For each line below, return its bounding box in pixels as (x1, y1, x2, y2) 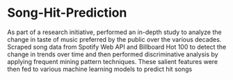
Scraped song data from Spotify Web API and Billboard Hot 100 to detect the (7, 42, 227, 51)
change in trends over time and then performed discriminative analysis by (7, 50, 218, 58)
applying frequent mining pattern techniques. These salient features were (7, 57, 218, 65)
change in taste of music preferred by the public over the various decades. (7, 35, 222, 43)
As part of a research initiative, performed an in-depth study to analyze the (7, 28, 222, 36)
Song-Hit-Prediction (7, 5, 127, 21)
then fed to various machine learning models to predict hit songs (7, 65, 193, 73)
